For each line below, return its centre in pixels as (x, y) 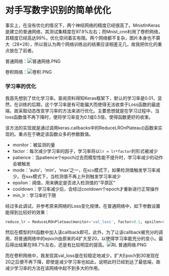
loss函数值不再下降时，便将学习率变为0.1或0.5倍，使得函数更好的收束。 (79, 117)
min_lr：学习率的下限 (34, 195)
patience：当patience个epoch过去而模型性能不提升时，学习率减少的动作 (88, 157)
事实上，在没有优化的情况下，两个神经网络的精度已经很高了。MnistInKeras (82, 25)
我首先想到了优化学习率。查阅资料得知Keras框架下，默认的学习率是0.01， (81, 98)
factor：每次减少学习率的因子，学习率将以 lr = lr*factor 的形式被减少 (85, 151)
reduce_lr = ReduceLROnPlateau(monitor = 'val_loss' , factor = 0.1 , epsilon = (84, 222)
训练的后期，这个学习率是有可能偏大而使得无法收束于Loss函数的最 (87, 104)
